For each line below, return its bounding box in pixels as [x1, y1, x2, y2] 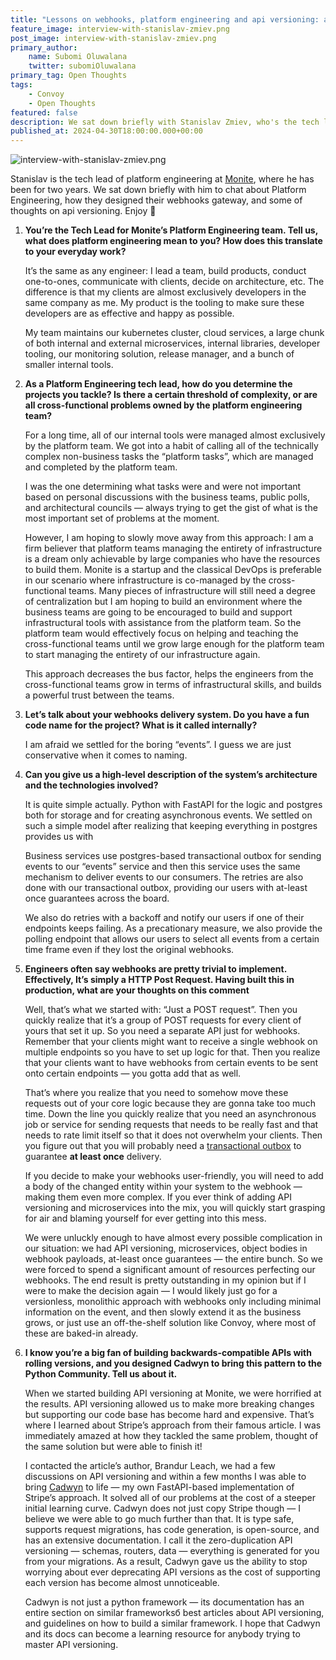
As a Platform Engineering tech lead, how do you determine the [24, 378, 293, 390]
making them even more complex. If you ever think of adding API [24, 1191, 292, 1203]
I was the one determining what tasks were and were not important [24, 481, 302, 493]
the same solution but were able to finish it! [24, 1441, 203, 1453]
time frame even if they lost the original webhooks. [24, 944, 235, 956]
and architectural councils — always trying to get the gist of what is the [24, 502, 318, 514]
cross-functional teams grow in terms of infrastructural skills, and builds [24, 679, 322, 691]
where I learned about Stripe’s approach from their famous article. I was [24, 1419, 322, 1431]
